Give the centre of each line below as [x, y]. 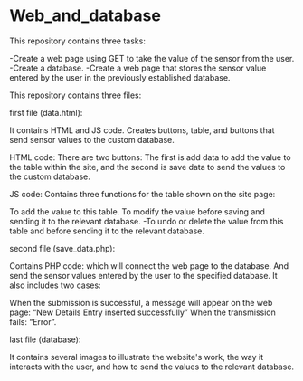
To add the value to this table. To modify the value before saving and [137, 211]
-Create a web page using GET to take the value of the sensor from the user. [152, 58]
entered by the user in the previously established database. [120, 77]
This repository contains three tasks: [78, 41]
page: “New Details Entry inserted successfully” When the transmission [142, 312]
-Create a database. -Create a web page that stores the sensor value [138, 68]
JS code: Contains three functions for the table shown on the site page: [142, 194]
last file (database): [45, 339]
